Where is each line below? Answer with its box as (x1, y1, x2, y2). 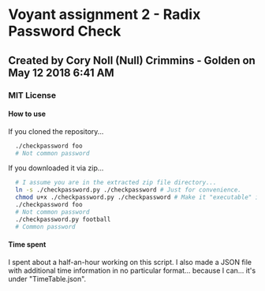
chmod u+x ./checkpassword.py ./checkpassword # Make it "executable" (15, 193, 252, 202)
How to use (8, 109, 46, 119)
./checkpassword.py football (15, 215, 111, 223)
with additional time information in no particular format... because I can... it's (8, 266, 256, 275)
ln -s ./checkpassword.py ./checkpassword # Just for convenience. (15, 186, 242, 194)
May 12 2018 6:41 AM (8, 65, 114, 80)
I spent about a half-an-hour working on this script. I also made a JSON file (8, 257, 252, 267)
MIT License (8, 89, 57, 100)
